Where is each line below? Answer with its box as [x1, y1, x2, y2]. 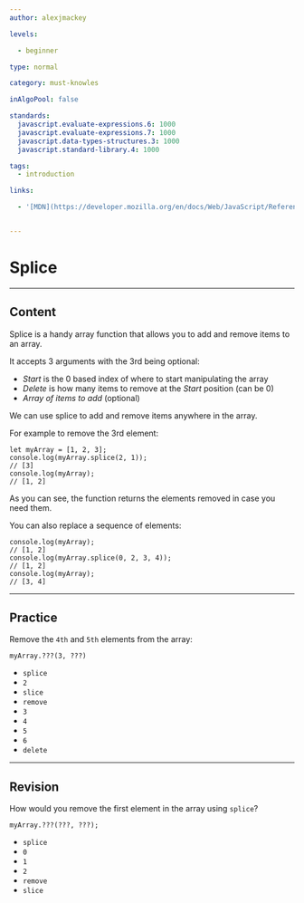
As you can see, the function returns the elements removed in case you [9, 493, 276, 504]
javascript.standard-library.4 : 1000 [17, 145, 160, 154]
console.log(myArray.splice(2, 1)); [9, 453, 147, 462]
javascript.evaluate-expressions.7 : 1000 [17, 128, 176, 137]
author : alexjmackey [9, 13, 88, 23]
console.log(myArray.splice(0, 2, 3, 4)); [9, 553, 172, 562]
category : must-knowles [9, 79, 100, 88]
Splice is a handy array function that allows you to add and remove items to [9, 328, 290, 340]
